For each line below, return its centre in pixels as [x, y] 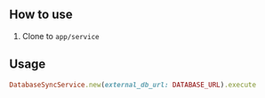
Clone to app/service [60, 36]
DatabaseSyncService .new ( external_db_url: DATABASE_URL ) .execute [132, 85]
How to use [41, 15]
